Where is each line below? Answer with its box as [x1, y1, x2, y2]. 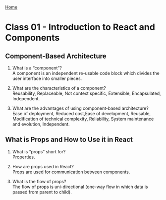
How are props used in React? [12, 163, 74, 169]
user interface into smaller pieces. [12, 75, 82, 81]
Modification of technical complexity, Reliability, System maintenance [12, 116, 154, 122]
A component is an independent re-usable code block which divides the [12, 70, 160, 76]
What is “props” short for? [12, 148, 66, 154]
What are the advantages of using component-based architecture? [12, 105, 149, 111]
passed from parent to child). [12, 189, 72, 195]
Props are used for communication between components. [12, 169, 130, 175]
